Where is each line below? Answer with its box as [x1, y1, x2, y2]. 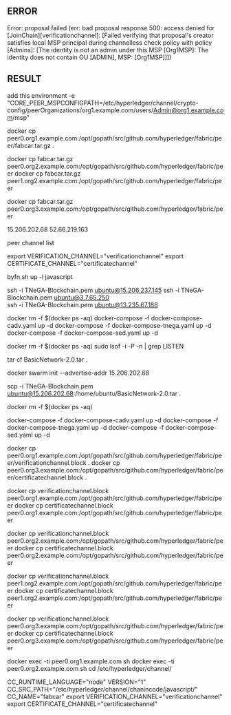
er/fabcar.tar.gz [7, 141, 52, 149]
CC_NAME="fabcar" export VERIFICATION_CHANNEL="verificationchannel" [7, 692, 223, 701]
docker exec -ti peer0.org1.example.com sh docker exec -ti [7, 657, 175, 665]
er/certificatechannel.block [7, 473, 84, 481]
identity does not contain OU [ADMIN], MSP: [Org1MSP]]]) [7, 53, 172, 61]
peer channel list [7, 238, 55, 247]
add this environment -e [7, 91, 76, 99]
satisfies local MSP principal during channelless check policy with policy [7, 38, 212, 47]
